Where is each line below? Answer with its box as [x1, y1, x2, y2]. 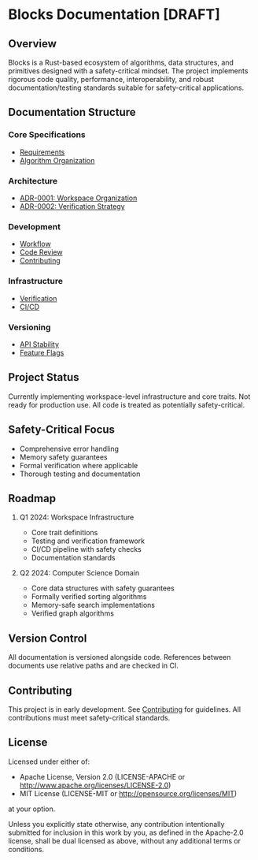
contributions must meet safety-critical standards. [8, 713, 171, 722]
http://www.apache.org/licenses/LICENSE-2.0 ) [19, 780, 171, 790]
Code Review [19, 248, 63, 257]
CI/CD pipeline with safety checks [31, 545, 142, 554]
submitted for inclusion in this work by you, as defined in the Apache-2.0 [8, 828, 244, 837]
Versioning [8, 322, 51, 333]
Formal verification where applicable [19, 460, 138, 470]
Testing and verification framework [31, 536, 146, 545]
